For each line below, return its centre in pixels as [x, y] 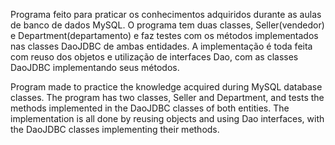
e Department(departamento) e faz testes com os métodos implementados [164, 35]
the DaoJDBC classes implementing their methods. [115, 129]
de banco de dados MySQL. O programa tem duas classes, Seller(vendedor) [167, 25]
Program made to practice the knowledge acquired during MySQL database [166, 87]
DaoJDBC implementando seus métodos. [95, 67]
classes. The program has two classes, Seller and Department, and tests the [167, 97]
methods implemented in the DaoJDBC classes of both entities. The [150, 108]
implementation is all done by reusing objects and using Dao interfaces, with [167, 118]
